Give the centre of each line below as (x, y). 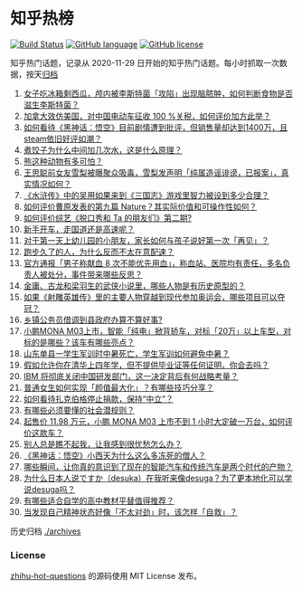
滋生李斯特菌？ (51, 104)
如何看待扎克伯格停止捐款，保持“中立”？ (99, 398)
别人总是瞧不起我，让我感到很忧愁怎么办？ (103, 443)
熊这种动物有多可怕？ (63, 161)
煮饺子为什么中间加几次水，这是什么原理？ (103, 149)
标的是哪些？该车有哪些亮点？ (79, 342)
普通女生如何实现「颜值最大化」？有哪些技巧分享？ (118, 387)
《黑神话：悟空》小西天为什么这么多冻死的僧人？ (114, 455)
